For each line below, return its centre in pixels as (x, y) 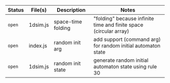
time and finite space (118, 25)
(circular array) (111, 31)
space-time (68, 22)
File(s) (39, 10)
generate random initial (121, 60)
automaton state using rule (125, 67)
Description (71, 10)
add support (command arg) (127, 39)
